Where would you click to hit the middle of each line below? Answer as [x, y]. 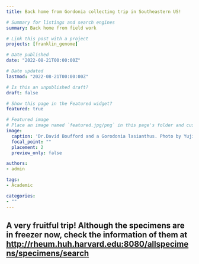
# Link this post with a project [47, 39]
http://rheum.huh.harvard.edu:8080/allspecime [97, 244]
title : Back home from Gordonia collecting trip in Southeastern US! [94, 12]
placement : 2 [28, 147]
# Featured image [28, 120]
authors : [17, 164]
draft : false [22, 93]
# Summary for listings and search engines [61, 22]
